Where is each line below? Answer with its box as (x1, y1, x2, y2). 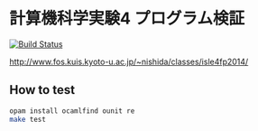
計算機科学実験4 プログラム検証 (9, 8, 245, 29)
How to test (9, 82, 75, 98)
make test (9, 115, 47, 124)
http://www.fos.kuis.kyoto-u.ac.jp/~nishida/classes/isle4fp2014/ (9, 56, 249, 67)
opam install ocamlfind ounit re (9, 106, 135, 116)
